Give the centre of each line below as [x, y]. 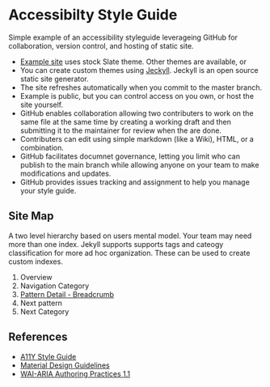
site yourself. [42, 104]
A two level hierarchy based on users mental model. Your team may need [130, 236]
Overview [36, 277]
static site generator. [54, 79]
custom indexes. [36, 262]
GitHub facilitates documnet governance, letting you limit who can [130, 156]
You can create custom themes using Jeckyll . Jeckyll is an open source [139, 70]
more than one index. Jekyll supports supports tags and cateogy [116, 244]
